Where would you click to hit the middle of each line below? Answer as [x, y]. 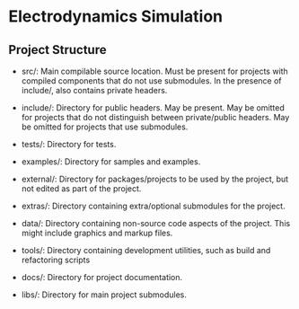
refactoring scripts [56, 260]
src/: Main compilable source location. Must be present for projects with [154, 71]
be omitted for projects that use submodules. [105, 127]
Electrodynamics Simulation [116, 17]
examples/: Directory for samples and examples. [111, 162]
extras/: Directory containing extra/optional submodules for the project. [153, 206]
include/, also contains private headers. [94, 90]
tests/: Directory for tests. [69, 144]
